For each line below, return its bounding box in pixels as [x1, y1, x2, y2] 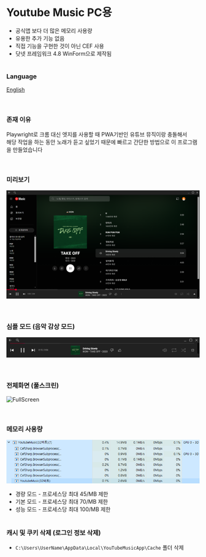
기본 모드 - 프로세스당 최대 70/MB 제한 [15, 498, 109, 505]
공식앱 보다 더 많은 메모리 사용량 [15, 27, 93, 34]
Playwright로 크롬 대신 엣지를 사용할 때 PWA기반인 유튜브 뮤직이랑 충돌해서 [6, 130, 188, 138]
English [6, 86, 25, 94]
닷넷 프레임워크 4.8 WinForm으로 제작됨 [15, 50, 112, 57]
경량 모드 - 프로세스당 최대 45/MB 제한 [15, 490, 109, 498]
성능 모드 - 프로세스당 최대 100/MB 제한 [15, 506, 111, 513]
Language [6, 72, 37, 80]
